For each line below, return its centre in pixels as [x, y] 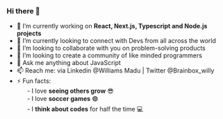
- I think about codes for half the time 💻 [85, 109]
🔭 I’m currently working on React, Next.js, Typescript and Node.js [112, 26]
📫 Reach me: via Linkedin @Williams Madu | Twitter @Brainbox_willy [115, 71]
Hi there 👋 [24, 11]
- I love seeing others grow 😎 [70, 91]
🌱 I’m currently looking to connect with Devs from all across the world [116, 41]
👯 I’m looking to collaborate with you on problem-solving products [111, 48]
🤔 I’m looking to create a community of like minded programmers [109, 55]
